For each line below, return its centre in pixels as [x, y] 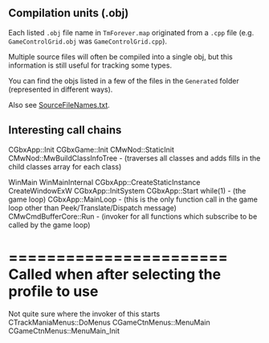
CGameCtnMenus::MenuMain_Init [64, 331]
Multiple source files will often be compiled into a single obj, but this [120, 56]
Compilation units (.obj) [69, 13]
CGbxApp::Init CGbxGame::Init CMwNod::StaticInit [92, 149]
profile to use [53, 291]
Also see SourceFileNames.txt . [59, 104]
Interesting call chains [65, 131]
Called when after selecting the [115, 274]
